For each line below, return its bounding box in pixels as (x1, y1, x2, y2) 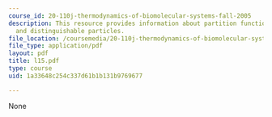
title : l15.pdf (8, 57, 60, 65)
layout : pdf (8, 49, 49, 57)
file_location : (8, 34, 60, 43)
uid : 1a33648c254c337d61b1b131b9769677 (8, 72, 143, 80)
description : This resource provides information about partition (8, 19, 237, 27)
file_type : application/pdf (8, 42, 104, 50)
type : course (8, 65, 53, 73)
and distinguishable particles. (15, 27, 125, 35)
